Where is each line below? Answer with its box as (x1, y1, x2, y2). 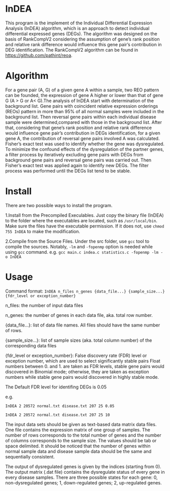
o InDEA (5, 254, 22, 259)
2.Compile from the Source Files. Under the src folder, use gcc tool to (5, 238, 150, 244)
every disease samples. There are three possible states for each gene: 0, (5, 474, 158, 480)
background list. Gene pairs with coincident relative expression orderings (5, 103, 158, 109)
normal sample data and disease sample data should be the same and (5, 448, 152, 454)
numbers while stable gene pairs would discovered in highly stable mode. (5, 374, 159, 380)
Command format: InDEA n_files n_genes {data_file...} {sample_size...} (5, 288, 165, 294)
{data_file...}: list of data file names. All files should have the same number (5, 322, 160, 328)
